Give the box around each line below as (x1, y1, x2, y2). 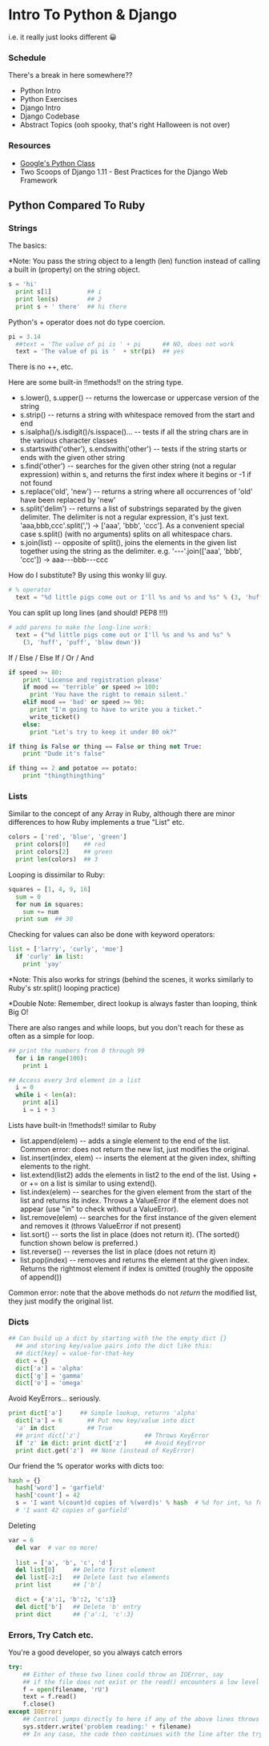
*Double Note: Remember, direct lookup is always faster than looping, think (8, 998, 258, 1008)
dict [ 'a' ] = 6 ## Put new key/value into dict (15, 1417, 195, 1425)
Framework (19, 175, 58, 185)
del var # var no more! (15, 1543, 98, 1552)
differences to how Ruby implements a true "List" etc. (8, 818, 185, 827)
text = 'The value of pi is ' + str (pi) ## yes (15, 347, 184, 356)
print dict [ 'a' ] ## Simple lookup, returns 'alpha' (8, 1409, 199, 1417)
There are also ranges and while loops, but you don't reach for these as (8, 1022, 244, 1032)
